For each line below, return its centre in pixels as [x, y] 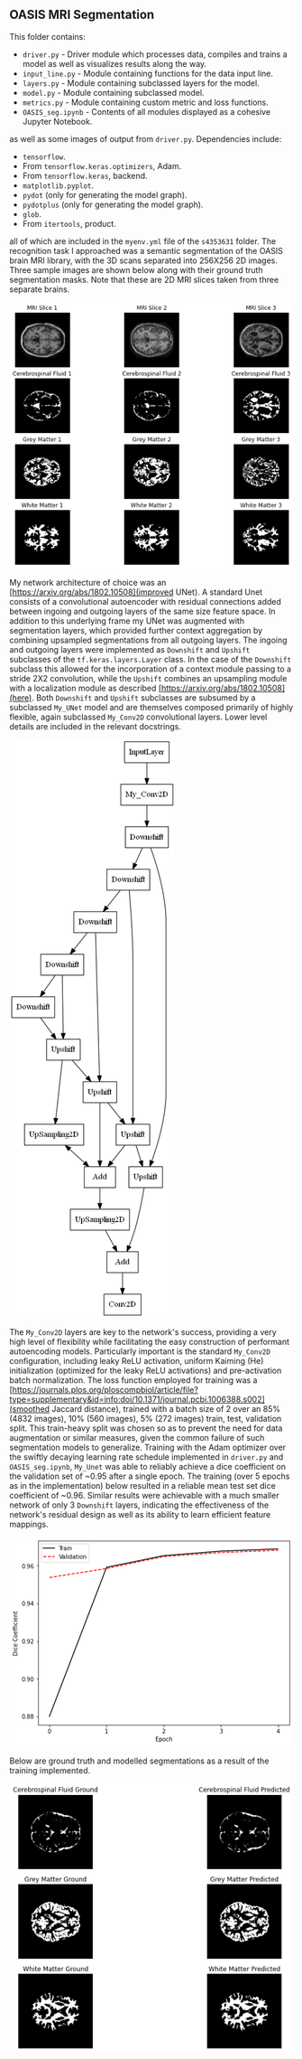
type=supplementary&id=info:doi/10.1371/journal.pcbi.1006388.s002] [137, 1399]
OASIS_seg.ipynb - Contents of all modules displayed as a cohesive [146, 111]
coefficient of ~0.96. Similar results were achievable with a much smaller [144, 1495]
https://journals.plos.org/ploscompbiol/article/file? [105, 1389]
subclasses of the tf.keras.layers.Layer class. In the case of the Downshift [150, 659]
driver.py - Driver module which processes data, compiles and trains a [155, 54]
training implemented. [50, 1770]
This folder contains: [47, 36]
